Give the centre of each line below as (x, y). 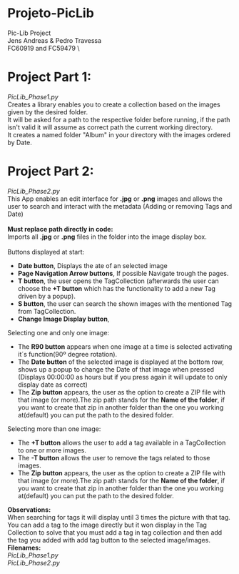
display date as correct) (52, 385)
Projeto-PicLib (51, 13)
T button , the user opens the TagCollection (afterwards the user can (118, 281)
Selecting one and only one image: (58, 332)
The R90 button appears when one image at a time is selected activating (125, 346)
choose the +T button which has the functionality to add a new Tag (117, 288)
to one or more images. (52, 450)
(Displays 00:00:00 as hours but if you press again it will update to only (122, 377)
